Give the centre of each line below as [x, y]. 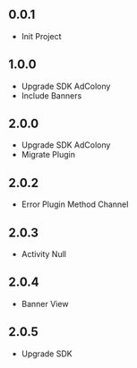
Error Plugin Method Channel [75, 204]
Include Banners [51, 95]
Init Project [41, 36]
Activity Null [43, 254]
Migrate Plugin [48, 155]
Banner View [45, 304]
